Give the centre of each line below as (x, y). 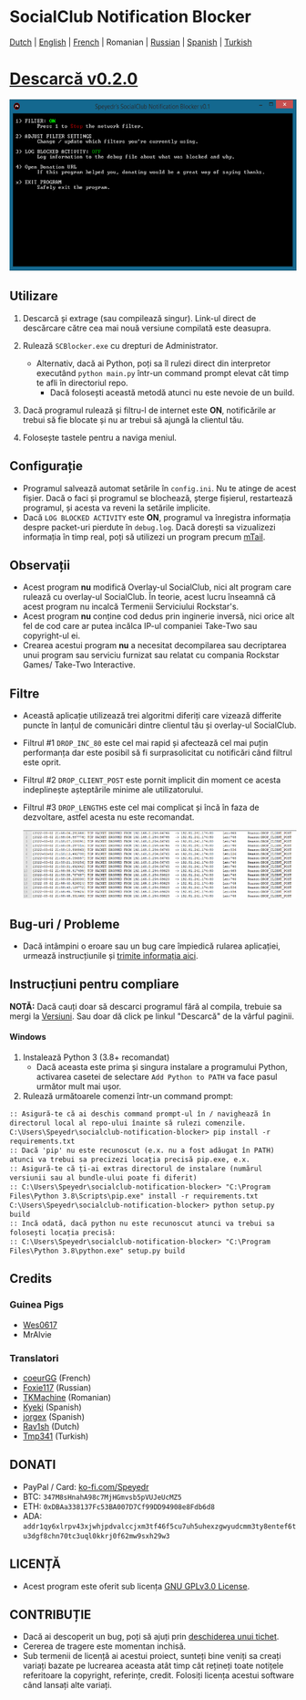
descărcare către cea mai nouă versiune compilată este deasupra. (147, 328)
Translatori (34, 1358)
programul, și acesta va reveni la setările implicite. (117, 508)
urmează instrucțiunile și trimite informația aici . (110, 955)
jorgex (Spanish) (53, 1416)
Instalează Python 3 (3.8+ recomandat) (96, 1057)
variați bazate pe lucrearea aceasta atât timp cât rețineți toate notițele (153, 1666)
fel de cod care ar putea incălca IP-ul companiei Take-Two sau (140, 626)
